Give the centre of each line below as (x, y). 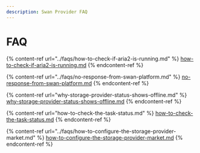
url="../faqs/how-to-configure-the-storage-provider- (111, 131)
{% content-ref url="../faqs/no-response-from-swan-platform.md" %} (93, 77)
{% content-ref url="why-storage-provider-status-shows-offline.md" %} (97, 95)
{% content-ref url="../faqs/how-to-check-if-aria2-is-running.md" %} (93, 59)
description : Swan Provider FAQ (47, 12)
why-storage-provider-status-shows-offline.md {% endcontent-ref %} (94, 101)
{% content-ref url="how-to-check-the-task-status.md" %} (80, 113)
